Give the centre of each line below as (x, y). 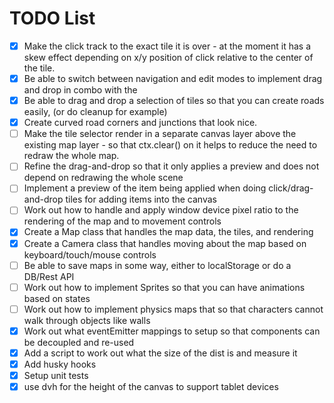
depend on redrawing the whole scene (103, 178)
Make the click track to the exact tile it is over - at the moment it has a (167, 46)
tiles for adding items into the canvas (141, 199)
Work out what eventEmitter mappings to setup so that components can (172, 331)
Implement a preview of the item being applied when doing (145, 188)
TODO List (52, 18)
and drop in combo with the (80, 90)
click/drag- (291, 188)
